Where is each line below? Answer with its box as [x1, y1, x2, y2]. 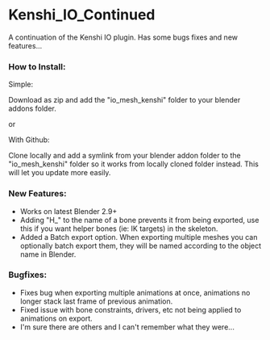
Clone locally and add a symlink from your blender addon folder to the [8, 151, 241, 161]
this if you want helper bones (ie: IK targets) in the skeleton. [19, 224, 218, 233]
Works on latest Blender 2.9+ [19, 206, 118, 216]
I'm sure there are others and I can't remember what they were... [19, 321, 235, 332]
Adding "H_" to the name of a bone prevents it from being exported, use [19, 215, 260, 225]
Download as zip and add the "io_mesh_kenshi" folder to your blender [8, 95, 241, 105]
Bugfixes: [8, 269, 47, 280]
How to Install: [8, 61, 66, 72]
